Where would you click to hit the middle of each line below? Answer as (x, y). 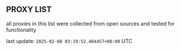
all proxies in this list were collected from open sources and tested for (90, 23)
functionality (21, 30)
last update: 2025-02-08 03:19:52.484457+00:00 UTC (69, 41)
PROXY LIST (29, 10)
